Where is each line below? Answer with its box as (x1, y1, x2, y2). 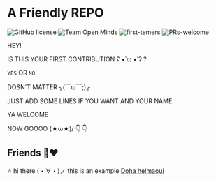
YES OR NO (7, 68, 36, 77)
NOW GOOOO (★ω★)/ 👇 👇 (7, 124, 87, 132)
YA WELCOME (7, 110, 49, 119)
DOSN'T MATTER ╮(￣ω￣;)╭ (7, 82, 90, 91)
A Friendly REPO (7, 5, 104, 21)
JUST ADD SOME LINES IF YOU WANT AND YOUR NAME (7, 96, 173, 105)
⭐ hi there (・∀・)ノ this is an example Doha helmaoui (7, 166, 164, 175)
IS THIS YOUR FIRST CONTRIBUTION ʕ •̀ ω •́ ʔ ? (7, 54, 147, 63)
